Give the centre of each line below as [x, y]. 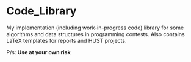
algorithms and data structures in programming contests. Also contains [95, 34]
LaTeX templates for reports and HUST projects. [67, 40]
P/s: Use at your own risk [39, 52]
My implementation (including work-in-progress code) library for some [95, 28]
